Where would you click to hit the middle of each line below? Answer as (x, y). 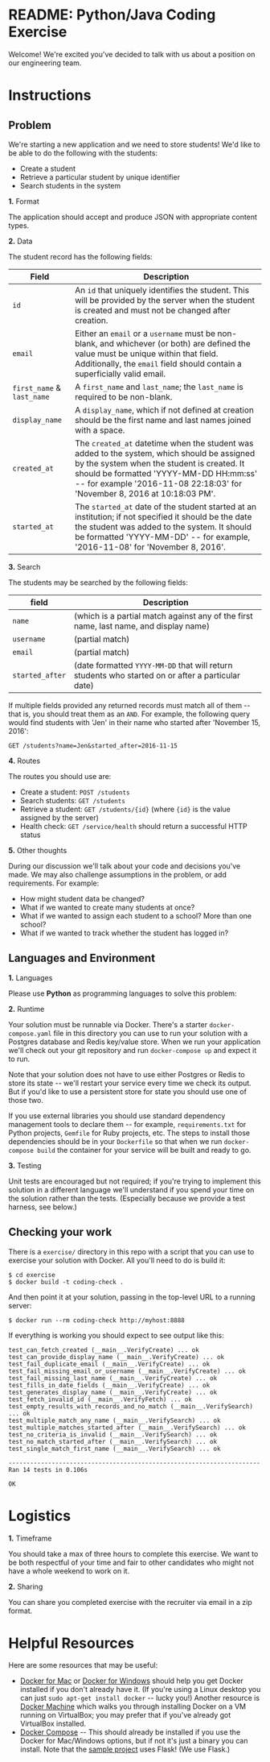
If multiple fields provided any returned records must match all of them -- (129, 705)
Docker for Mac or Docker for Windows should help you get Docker (131, 1681)
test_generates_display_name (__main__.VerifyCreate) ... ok (113, 1392)
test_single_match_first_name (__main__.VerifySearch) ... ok (115, 1449)
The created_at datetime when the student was (164, 443)
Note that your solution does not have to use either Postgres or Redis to (127, 1074)
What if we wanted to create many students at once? (107, 907)
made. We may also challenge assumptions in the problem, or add (117, 874)
